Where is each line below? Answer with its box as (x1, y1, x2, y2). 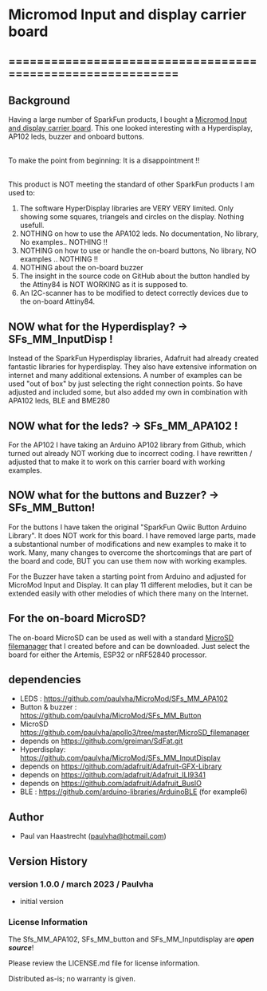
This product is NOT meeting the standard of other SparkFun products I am (8, 179, 255, 189)
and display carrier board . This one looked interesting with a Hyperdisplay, (8, 124, 253, 133)
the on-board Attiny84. (19, 297, 96, 306)
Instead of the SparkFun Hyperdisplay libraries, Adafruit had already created (8, 353, 259, 364)
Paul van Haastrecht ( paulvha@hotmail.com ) (19, 832, 167, 841)
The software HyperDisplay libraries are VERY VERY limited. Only (19, 203, 234, 213)
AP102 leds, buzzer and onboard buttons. (8, 132, 145, 141)
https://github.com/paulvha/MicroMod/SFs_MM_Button (19, 711, 202, 721)
